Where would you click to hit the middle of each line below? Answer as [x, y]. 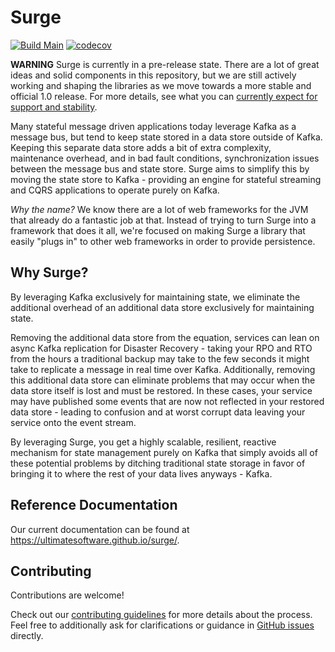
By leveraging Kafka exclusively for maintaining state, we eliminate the [155, 297]
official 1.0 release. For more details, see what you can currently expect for [164, 96]
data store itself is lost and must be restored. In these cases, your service [161, 390]
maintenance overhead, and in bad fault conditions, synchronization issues [165, 158]
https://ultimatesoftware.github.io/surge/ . [95, 540]
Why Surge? [49, 272]
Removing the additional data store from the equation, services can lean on [165, 337]
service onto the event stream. [73, 422]
